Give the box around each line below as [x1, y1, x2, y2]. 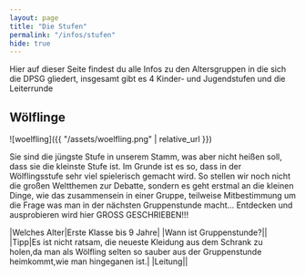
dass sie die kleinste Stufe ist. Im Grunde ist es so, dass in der [9, 161, 242, 172]
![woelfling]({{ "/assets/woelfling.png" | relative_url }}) [9, 134, 212, 145]
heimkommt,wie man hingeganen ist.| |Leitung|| [9, 256, 188, 267]
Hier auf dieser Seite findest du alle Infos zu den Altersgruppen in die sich [9, 64, 287, 75]
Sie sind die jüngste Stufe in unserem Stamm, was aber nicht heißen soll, [9, 151, 282, 162]
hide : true [9, 38, 51, 48]
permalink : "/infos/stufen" [9, 30, 117, 39]
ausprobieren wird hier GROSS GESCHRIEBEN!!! [9, 210, 189, 220]
